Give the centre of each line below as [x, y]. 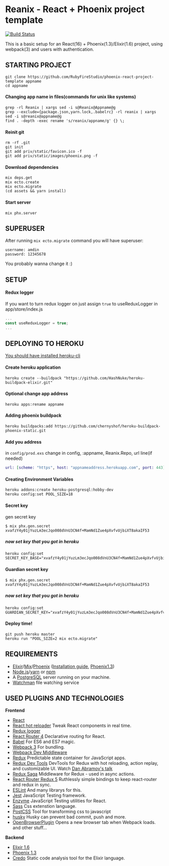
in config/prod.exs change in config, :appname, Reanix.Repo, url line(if [79, 453]
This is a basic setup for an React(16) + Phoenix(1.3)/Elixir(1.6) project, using [84, 44]
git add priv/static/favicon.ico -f [44, 152]
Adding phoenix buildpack [33, 415]
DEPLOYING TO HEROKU [45, 343]
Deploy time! [19, 624]
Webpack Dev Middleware [40, 753]
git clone [16, 77]
